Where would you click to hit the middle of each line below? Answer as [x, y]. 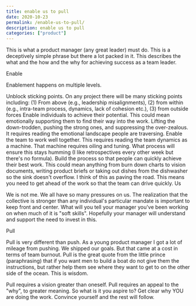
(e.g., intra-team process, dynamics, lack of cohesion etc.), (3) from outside [97, 109]
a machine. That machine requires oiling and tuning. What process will [90, 146]
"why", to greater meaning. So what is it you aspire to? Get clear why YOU [95, 291]
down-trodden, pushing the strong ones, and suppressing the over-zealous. [97, 128]
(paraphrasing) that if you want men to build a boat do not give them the [93, 261]
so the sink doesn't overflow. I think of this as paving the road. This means [95, 177]
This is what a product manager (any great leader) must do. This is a [88, 50]
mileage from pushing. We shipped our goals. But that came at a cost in [92, 249]
